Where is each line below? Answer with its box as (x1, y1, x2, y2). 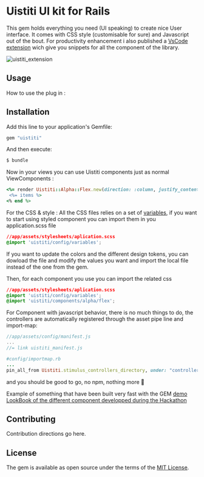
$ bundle (6, 157, 29, 163)
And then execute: (6, 146, 52, 153)
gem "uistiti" (6, 135, 42, 141)
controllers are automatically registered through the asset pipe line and (6, 315, 183, 323)
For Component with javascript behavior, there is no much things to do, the (6, 309, 194, 317)
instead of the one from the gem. (6, 263, 89, 270)
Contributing (6, 414, 56, 424)
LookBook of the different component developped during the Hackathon (6, 396, 187, 403)
